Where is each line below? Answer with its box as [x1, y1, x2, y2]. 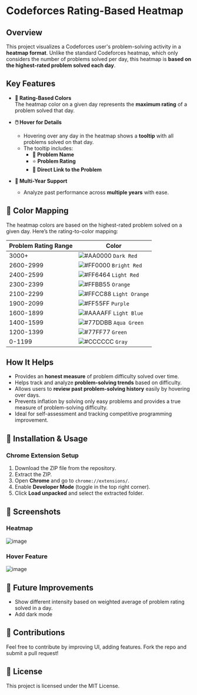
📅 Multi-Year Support [14, 177, 68, 184]
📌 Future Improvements [6, 583, 94, 593]
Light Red [111, 271, 139, 278]
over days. [14, 392, 41, 399]
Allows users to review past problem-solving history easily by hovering [14, 385, 190, 392]
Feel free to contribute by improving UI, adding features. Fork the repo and [6, 643, 187, 650]
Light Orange [112, 291, 149, 297]
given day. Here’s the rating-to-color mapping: [6, 227, 119, 234]
